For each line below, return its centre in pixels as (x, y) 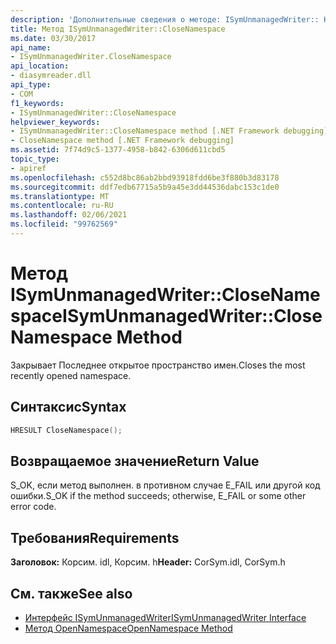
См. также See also (71, 593)
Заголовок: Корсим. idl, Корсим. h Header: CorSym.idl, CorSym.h (148, 562)
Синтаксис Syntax (68, 407)
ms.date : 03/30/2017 (53, 38)
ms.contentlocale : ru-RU (62, 206)
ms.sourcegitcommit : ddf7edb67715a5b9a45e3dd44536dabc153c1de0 (145, 187)
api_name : (31, 47)
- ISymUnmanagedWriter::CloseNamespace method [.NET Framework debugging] (169, 131)
